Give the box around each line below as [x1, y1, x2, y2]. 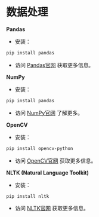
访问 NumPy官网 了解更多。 [14, 109, 83, 117]
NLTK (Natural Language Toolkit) [6, 169, 89, 176]
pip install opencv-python [6, 145, 73, 151]
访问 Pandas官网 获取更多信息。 [14, 61, 94, 69]
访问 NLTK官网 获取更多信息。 [14, 204, 89, 212]
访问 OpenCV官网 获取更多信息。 [14, 157, 97, 164]
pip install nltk [6, 193, 49, 199]
